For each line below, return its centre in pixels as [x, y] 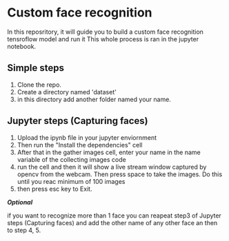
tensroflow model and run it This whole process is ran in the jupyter [103, 39]
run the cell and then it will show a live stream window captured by [112, 167]
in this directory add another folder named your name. [94, 99]
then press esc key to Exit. [54, 189]
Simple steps [36, 68]
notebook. [22, 46]
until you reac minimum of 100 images [71, 181]
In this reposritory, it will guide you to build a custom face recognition [105, 32]
